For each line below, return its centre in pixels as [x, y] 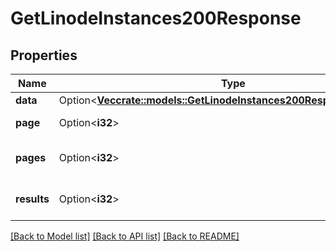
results [32, 199]
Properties [44, 55]
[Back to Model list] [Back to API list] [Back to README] [125, 236]
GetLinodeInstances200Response [156, 18]
